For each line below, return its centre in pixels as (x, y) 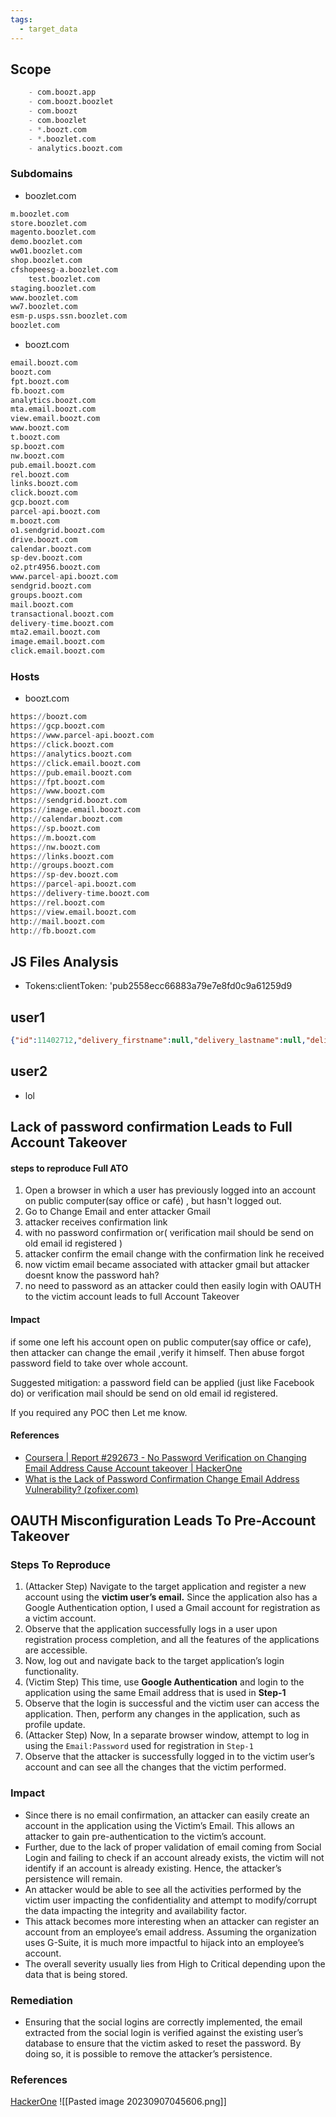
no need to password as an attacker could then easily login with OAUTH (173, 1286)
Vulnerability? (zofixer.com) (81, 1489)
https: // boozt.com (48, 717)
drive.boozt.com (44, 539)
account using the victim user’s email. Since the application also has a (171, 1597)
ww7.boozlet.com (44, 307)
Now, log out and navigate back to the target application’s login (154, 1661)
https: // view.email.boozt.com (73, 912)
